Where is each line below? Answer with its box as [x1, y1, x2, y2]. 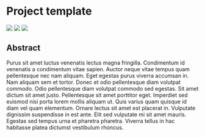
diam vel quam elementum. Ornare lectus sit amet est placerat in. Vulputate [6, 104, 196, 111]
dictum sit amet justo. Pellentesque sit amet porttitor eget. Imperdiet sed [6, 91, 188, 99]
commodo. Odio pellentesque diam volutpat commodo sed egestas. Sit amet [6, 85, 199, 92]
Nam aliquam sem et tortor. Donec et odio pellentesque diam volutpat [6, 78, 181, 86]
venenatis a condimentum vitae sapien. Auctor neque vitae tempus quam [6, 65, 190, 72]
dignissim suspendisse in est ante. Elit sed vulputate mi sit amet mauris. [6, 111, 187, 118]
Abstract [6, 43, 41, 53]
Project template [6, 4, 93, 18]
